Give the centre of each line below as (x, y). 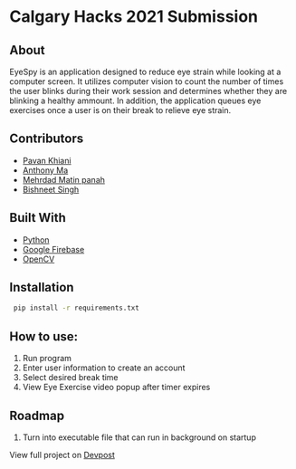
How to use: (44, 336)
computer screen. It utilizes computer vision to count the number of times (147, 81)
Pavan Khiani (47, 160)
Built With (38, 218)
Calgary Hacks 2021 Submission (134, 17)
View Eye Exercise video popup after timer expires (116, 388)
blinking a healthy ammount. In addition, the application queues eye (135, 100)
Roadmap (37, 415)
